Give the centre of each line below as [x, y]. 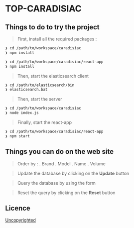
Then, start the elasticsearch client [53, 76]
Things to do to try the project [52, 27]
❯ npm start [17, 136]
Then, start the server [40, 99]
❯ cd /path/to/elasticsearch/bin [40, 85]
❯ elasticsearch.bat [27, 90]
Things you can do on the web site [59, 152]
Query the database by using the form [57, 183]
